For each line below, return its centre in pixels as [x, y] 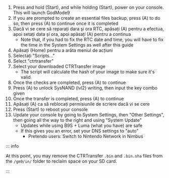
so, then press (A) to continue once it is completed [66, 23]
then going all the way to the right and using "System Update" [77, 120]
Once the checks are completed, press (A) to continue [69, 82]
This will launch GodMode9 [41, 13]
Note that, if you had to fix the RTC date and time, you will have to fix [92, 39]
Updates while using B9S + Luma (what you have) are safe [81, 125]
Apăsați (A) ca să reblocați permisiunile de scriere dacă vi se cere [81, 104]
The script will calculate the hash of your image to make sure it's [88, 72]
